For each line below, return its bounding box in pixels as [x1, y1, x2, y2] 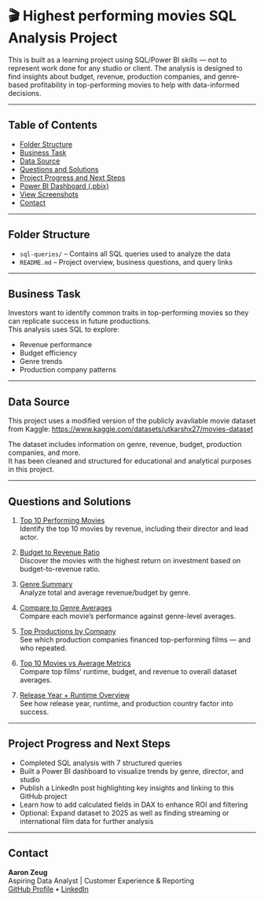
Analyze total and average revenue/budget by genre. [19, 588, 191, 597]
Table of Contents [8, 119, 98, 132]
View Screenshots [19, 189, 79, 199]
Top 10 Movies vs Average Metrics [19, 658, 131, 668]
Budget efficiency [19, 348, 77, 358]
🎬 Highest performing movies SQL [8, 7, 237, 25]
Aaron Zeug [8, 867, 48, 877]
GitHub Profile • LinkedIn [8, 884, 89, 893]
